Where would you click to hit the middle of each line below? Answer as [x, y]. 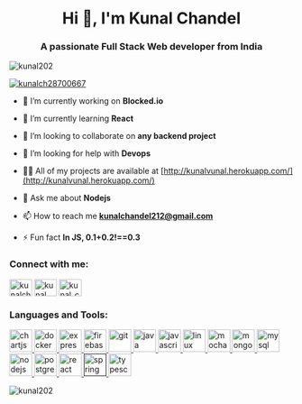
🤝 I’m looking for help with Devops [87, 153]
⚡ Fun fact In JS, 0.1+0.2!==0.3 [82, 237]
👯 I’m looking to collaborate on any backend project [119, 136]
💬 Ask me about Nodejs [66, 198]
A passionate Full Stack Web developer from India [151, 47]
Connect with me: [49, 264]
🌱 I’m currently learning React [78, 119]
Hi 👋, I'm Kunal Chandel [151, 18]
